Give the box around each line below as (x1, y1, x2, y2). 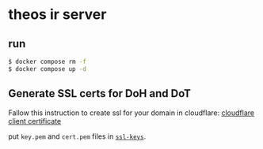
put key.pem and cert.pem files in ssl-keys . (8, 132, 147, 141)
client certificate (8, 116, 62, 125)
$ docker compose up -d (8, 65, 87, 73)
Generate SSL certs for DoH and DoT (8, 87, 192, 100)
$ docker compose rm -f (8, 58, 87, 65)
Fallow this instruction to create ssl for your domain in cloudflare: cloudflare (8, 108, 255, 117)
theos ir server (8, 6, 107, 24)
